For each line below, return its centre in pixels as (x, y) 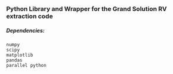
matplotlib (20, 55)
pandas (14, 60)
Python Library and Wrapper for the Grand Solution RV (86, 9)
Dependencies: (25, 30)
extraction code (30, 16)
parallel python (26, 65)
